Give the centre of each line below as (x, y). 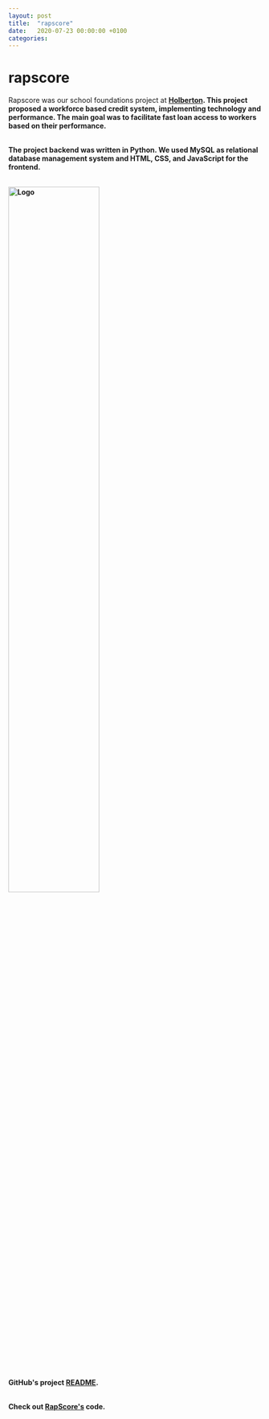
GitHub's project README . (53, 1383)
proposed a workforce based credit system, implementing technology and (134, 109)
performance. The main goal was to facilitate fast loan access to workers (132, 117)
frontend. (24, 167)
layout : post (30, 16)
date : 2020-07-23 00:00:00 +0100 (68, 31)
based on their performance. (57, 126)
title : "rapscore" (41, 23)
